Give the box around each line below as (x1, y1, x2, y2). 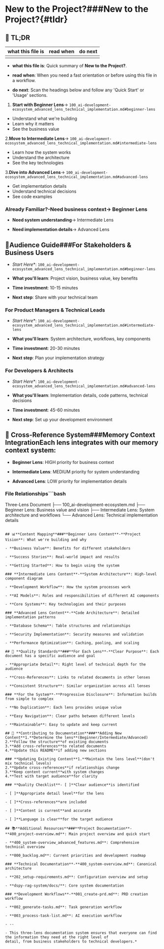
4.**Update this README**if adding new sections (5, 748, 107, 753)
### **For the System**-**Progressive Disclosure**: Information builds (5, 692, 157, 697)
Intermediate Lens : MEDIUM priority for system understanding (12, 468, 140, 475)
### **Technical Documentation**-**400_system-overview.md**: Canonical (5, 862, 157, 866)
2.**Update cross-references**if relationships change (5, 765, 120, 770)
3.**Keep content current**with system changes (5, 769, 105, 775)
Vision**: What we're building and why (5, 537, 87, 542)
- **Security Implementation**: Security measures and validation (5, 632, 144, 637)
